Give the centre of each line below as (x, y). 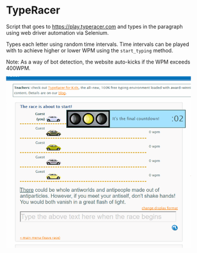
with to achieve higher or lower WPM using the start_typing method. (90, 50)
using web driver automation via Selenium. (57, 32)
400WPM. (18, 68)
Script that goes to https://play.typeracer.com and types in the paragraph (94, 26)
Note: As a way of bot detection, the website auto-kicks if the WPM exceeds (98, 62)
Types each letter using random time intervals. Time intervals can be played (98, 44)
